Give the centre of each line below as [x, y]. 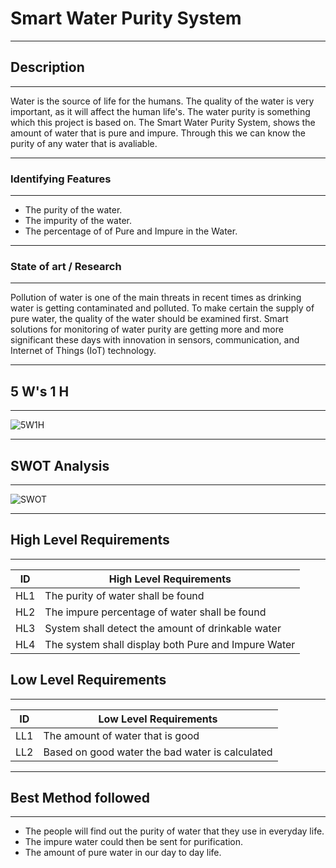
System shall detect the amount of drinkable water [163, 628]
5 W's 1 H [40, 391]
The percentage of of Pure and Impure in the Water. [131, 231]
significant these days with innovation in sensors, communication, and [155, 340]
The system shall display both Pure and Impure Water [170, 644]
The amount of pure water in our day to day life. [123, 853]
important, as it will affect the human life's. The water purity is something [160, 111]
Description [47, 67]
